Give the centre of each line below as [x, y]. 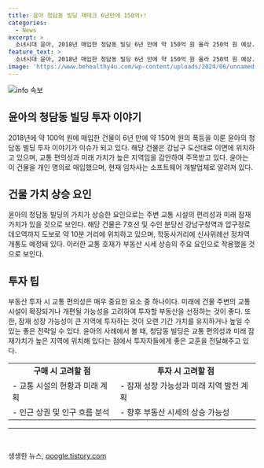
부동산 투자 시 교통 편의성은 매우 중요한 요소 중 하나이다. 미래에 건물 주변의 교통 [130, 302]
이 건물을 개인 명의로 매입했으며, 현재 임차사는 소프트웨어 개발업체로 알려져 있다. [131, 167]
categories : [27, 23]
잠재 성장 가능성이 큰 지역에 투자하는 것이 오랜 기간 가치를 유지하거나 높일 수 [135, 321]
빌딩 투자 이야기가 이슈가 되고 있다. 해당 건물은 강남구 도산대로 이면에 [128, 147]
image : [19, 67]
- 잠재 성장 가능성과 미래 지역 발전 [180, 386]
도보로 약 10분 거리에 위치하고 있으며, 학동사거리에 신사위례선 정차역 [146, 234]
